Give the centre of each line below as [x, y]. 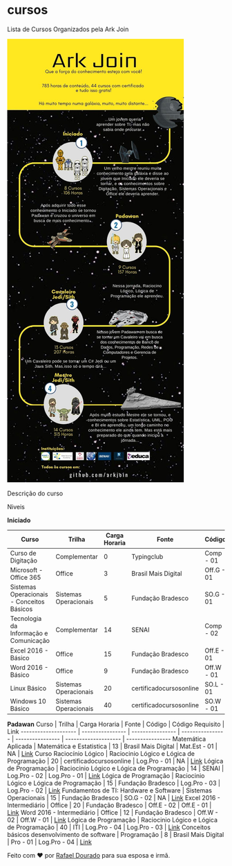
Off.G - [215, 569]
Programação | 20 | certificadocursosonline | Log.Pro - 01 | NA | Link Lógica [115, 761]
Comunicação [30, 641]
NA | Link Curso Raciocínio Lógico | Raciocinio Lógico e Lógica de [101, 753]
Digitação [24, 560]
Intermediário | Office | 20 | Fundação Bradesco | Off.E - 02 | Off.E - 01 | [109, 805]
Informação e [29, 633]
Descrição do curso [35, 493]
